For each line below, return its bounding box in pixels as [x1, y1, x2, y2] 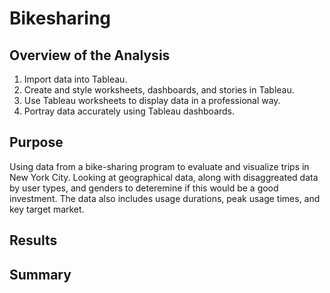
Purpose [9, 134, 64, 151]
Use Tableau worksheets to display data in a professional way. [23, 95, 281, 106]
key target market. [9, 203, 85, 215]
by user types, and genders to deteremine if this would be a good [9, 182, 279, 194]
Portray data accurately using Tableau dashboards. [23, 105, 236, 117]
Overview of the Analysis [9, 47, 171, 64]
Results [9, 232, 58, 249]
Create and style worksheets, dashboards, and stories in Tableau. [23, 84, 295, 96]
